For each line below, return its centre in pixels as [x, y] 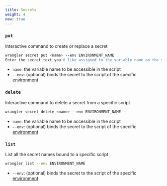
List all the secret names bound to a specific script [57, 154]
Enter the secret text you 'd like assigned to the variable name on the [82, 60]
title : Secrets [21, 10]
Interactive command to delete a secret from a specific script [68, 102]
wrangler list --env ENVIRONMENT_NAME [45, 163]
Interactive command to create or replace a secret [56, 46]
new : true [15, 19]
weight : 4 [15, 14]
